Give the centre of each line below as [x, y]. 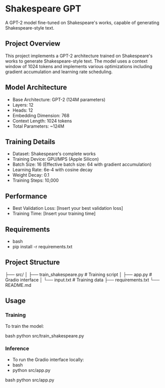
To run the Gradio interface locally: [48, 359]
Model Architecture [36, 87]
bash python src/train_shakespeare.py [44, 335]
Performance [26, 196]
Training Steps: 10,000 [35, 180]
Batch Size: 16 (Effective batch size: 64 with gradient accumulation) [82, 164]
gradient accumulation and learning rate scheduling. [59, 72]
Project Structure [32, 263]
